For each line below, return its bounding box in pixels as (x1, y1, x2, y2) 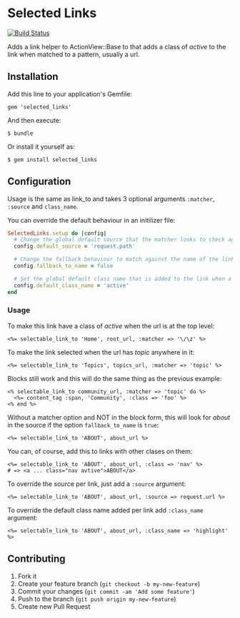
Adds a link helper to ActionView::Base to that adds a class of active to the (7, 42, 226, 51)
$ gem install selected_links (7, 156, 98, 163)
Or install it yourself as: (7, 142, 75, 151)
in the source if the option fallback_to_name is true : (7, 420, 159, 429)
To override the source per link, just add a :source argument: (7, 480, 186, 488)
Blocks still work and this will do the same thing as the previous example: (7, 374, 222, 383)
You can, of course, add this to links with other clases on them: (7, 447, 193, 455)
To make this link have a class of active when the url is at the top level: (7, 321, 215, 330)
